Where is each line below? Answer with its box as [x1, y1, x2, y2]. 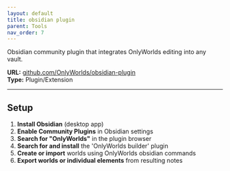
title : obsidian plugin [7, 16, 75, 23]
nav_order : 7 [7, 29, 44, 36]
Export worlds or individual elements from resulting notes [16, 157, 183, 165]
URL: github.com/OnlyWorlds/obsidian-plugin [7, 68, 136, 77]
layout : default [7, 10, 53, 17]
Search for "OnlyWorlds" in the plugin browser [16, 135, 152, 143]
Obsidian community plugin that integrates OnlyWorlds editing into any [7, 48, 207, 56]
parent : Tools [7, 23, 48, 29]
